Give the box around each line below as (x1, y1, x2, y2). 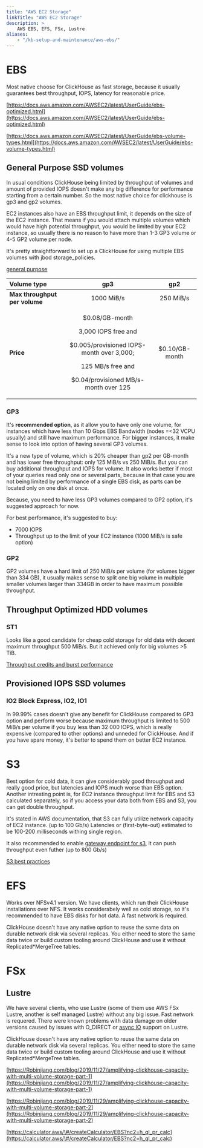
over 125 (105, 383, 131, 391)
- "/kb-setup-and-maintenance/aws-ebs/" (17, 37, 120, 43)
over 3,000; (100, 348, 135, 357)
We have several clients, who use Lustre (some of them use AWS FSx (6, 1004, 179, 1011)
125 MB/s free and (80, 361, 135, 370)
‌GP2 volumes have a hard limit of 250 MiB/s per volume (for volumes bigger (6, 567, 195, 575)
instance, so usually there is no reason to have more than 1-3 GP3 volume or (6, 229, 196, 236)
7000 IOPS (14, 526, 42, 533)
